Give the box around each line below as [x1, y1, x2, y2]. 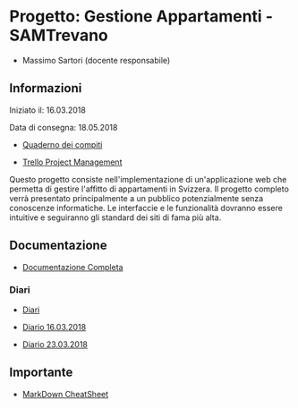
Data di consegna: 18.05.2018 [9, 122, 118, 132]
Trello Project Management [21, 157, 123, 167]
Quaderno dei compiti [21, 139, 103, 149]
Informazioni [9, 81, 82, 96]
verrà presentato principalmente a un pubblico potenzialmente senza [9, 192, 264, 203]
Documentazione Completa [21, 261, 123, 272]
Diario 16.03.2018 [21, 321, 87, 332]
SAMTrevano [9, 25, 109, 46]
